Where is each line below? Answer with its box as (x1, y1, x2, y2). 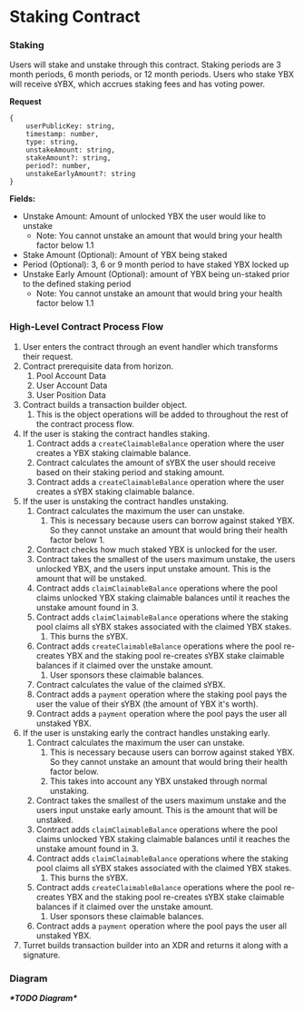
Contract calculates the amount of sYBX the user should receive (35, 457, 276, 468)
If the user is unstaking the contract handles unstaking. (22, 495, 229, 506)
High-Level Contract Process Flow (9, 321, 164, 333)
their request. (22, 351, 74, 362)
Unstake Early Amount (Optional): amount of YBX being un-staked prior (22, 269, 290, 280)
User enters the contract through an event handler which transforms (22, 341, 279, 352)
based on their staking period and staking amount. (35, 466, 225, 478)
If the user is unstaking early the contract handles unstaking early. (22, 727, 270, 738)
